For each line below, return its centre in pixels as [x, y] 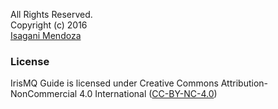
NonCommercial [44, 94]
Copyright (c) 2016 [49, 25]
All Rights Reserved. [51, 14]
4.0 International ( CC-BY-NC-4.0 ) [148, 94]
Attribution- [244, 83]
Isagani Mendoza [46, 35]
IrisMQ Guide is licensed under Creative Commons [114, 83]
